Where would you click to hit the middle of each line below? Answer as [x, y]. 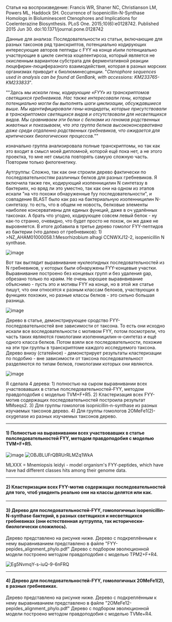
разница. [16, 301]
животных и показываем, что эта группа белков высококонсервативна [84, 125]
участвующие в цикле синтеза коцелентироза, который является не [80, 55]
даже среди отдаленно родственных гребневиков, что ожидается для [83, 130]
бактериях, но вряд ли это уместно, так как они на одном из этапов [80, 188]
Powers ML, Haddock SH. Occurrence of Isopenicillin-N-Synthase [75, 13]
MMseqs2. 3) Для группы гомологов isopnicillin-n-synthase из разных [82, 405]
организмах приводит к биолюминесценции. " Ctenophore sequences [81, 72]
